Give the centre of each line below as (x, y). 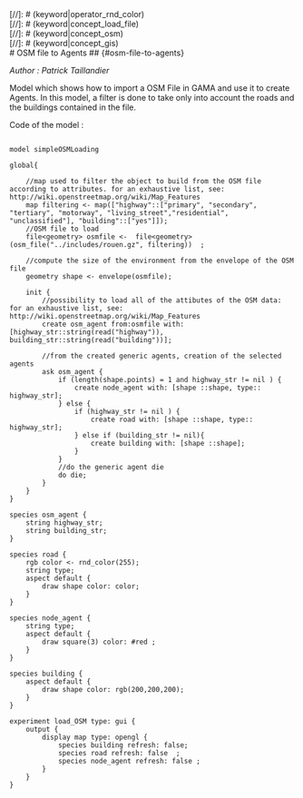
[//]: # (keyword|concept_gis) (64, 43)
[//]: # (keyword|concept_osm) (67, 34)
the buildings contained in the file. (73, 107)
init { (38, 292)
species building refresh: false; (123, 745)
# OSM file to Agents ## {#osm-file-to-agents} (97, 53)
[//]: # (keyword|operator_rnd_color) (77, 14)
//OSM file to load (63, 229)
